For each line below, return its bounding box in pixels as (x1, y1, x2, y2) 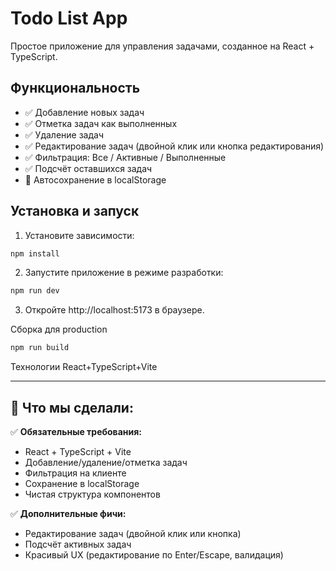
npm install (10, 248, 60, 259)
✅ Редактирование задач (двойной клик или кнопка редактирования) (24, 140, 325, 152)
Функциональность (10, 80, 141, 97)
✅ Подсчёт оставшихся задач (24, 162, 153, 174)
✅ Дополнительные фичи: (10, 508, 127, 519)
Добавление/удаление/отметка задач (24, 457, 188, 468)
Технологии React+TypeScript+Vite (10, 361, 158, 373)
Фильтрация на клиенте (24, 467, 127, 479)
